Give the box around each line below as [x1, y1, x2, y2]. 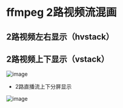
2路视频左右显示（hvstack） [6, 32, 114, 42]
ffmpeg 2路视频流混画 [6, 5, 117, 19]
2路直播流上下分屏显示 [15, 83, 72, 90]
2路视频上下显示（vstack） [6, 54, 110, 64]
